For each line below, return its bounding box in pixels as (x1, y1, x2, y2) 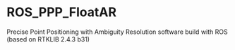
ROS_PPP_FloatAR (6, 4, 117, 20)
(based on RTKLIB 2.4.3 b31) (6, 35, 90, 43)
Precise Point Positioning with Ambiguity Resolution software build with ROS (6, 27, 228, 36)
